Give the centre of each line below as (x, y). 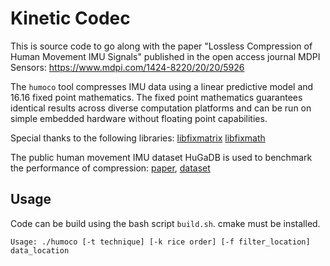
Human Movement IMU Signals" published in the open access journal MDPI (165, 56)
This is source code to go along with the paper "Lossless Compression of (161, 46)
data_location (40, 250)
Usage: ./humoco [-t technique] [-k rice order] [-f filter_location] (160, 242)
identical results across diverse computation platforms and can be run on (161, 108)
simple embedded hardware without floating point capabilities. (139, 118)
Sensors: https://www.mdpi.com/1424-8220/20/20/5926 (127, 67)
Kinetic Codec (70, 18)
